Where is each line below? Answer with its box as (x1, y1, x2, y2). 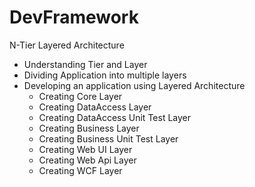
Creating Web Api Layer (38, 154, 137, 166)
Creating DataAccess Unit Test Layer (38, 111, 192, 123)
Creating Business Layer (38, 122, 140, 134)
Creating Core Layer (38, 90, 123, 102)
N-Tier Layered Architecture (9, 39, 125, 51)
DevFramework (9, 6, 139, 29)
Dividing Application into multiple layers (23, 69, 187, 81)
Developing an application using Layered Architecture (23, 79, 246, 91)
